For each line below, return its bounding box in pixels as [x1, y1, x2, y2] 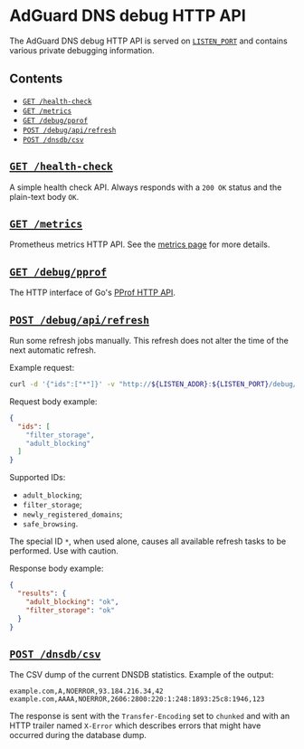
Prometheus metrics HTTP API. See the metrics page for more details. [9, 239, 271, 250]
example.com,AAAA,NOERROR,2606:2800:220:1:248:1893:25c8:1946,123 [9, 695, 265, 704]
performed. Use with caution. [9, 545, 119, 556]
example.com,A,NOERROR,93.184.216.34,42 [9, 687, 165, 697]
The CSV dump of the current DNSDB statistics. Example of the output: [9, 669, 274, 680]
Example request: [9, 363, 75, 373]
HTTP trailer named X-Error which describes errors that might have [9, 720, 261, 731]
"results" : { [17, 589, 67, 598]
